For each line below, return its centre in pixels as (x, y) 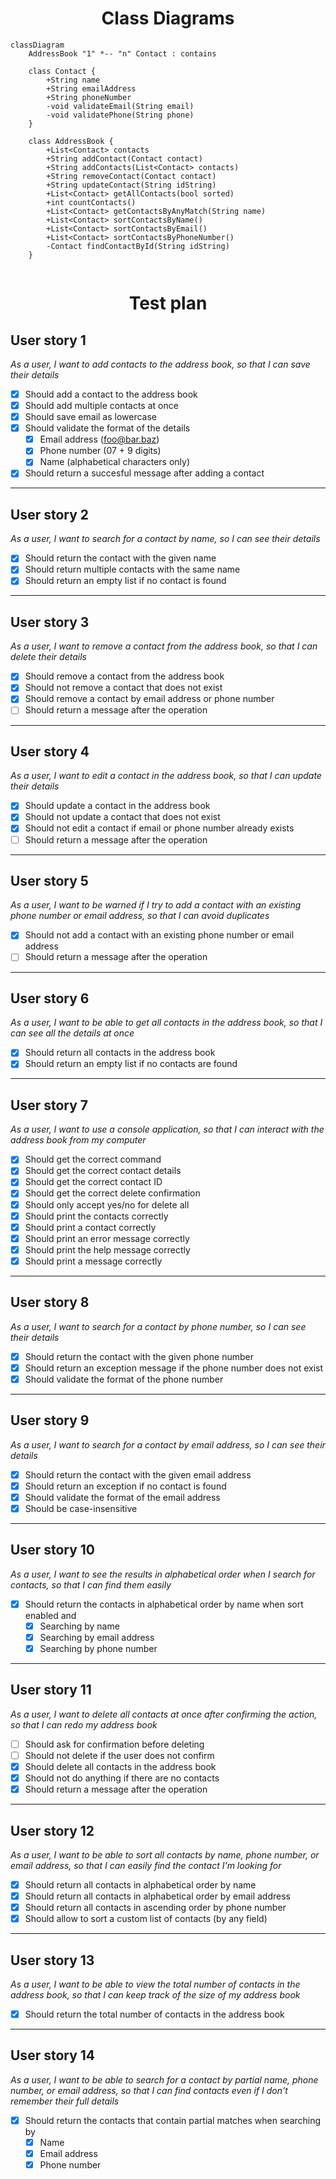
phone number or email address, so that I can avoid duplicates (140, 916)
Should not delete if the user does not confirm (119, 1755)
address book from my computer (78, 1140)
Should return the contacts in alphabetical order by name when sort (164, 1604)
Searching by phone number (98, 1648)
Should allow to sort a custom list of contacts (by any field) (146, 1919)
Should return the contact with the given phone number (139, 1356)
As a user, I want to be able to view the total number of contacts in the (155, 1984)
